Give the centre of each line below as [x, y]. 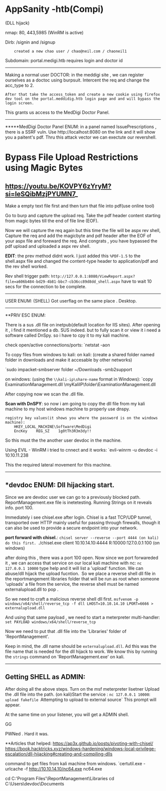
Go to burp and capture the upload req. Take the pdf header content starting [83, 215]
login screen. [20, 103]
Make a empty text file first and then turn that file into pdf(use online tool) [80, 206]
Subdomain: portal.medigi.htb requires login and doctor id [64, 60]
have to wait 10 [137, 281]
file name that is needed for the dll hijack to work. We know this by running [81, 651]
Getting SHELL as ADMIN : [45, 677]
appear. [13, 705]
